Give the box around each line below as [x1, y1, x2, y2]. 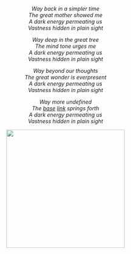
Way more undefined [39, 98, 92, 105]
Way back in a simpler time [31, 5, 100, 12]
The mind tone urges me [35, 42, 96, 50]
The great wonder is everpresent [24, 74, 107, 81]
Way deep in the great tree [32, 36, 99, 43]
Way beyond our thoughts [33, 67, 98, 74]
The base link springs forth [32, 105, 99, 112]
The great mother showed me [28, 12, 103, 19]
